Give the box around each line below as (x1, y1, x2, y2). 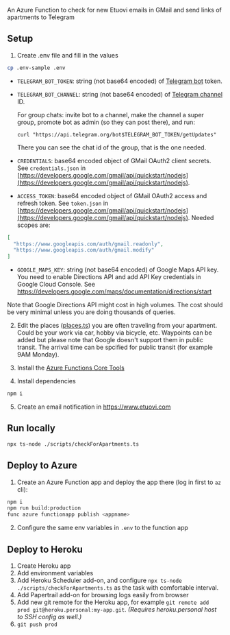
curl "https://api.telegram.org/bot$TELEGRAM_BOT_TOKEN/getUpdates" (16, 131, 217, 138)
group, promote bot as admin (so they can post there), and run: (16, 118, 195, 126)
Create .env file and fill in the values (16, 51, 118, 59)
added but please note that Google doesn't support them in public (16, 336, 203, 344)
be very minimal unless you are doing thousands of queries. (7, 308, 176, 316)
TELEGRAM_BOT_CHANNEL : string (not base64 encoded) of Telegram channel (16, 90, 223, 98)
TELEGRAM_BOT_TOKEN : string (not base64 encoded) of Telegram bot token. (16, 77, 222, 85)
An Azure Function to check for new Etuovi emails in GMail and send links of (7, 6, 222, 14)
